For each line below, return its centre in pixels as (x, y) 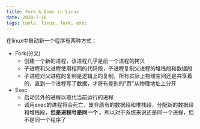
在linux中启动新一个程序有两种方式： (52, 41)
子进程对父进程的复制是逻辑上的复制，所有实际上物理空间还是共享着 (108, 76)
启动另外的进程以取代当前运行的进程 (69, 97)
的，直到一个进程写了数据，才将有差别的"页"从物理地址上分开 (100, 83)
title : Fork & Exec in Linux (43, 12)
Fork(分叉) (28, 53)
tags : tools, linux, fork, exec (47, 23)
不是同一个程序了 (45, 120)
